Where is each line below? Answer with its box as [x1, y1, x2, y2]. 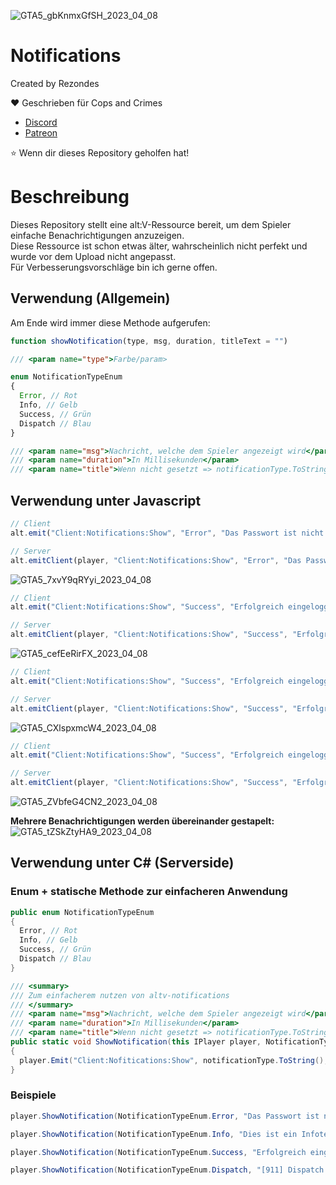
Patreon [24, 126, 58, 139]
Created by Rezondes [10, 77, 100, 89]
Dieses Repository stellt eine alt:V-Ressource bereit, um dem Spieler [10, 218, 292, 230]
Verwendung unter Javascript [10, 492, 202, 509]
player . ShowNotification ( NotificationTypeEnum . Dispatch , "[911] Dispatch [10, 1165, 325, 1175]
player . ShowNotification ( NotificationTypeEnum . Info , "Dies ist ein [10, 1129, 298, 1139]
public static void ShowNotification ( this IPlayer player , [10, 1037, 262, 1047]
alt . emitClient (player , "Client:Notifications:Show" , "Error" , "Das [10, 555, 302, 565]
